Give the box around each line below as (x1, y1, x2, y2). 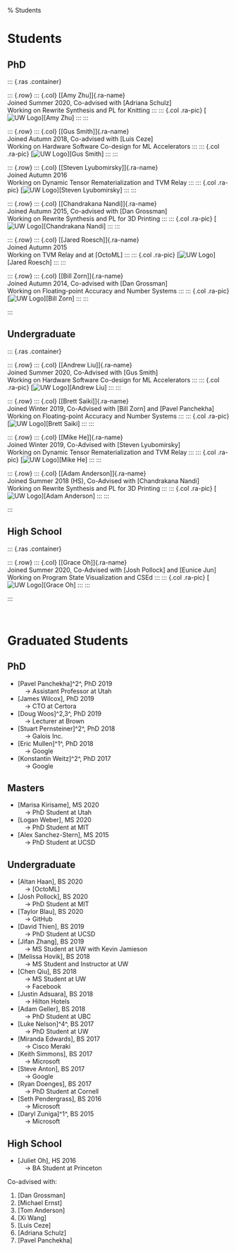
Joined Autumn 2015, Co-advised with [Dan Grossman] (7, 207, 168, 215)
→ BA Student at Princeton (24, 1164, 102, 1173)
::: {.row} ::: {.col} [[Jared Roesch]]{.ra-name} (7, 236, 139, 244)
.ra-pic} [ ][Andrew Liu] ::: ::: (7, 383, 121, 391)
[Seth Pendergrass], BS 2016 (17, 1094, 102, 1103)
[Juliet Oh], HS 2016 (17, 1157, 76, 1165)
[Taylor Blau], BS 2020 (17, 908, 84, 916)
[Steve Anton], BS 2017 (17, 1065, 85, 1073)
